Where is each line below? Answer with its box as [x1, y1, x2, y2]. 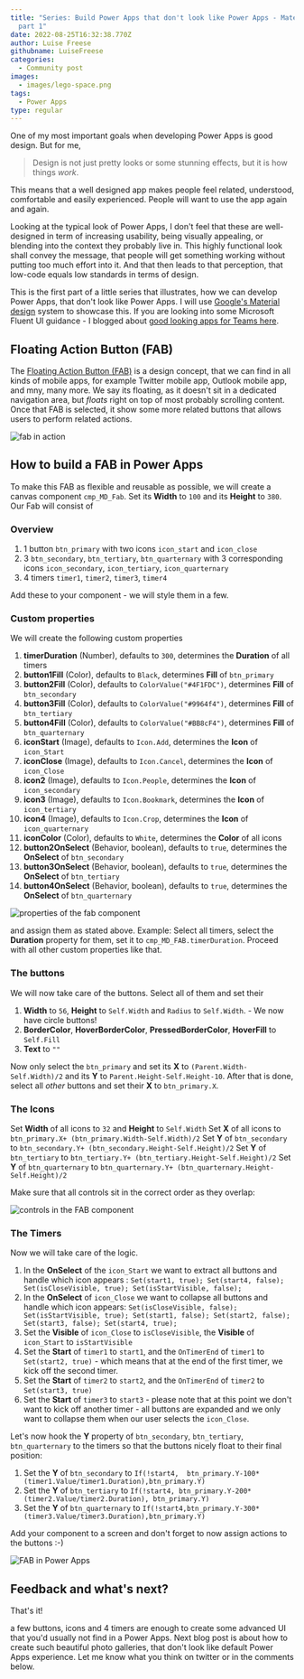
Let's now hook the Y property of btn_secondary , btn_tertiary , [10, 1431, 244, 1441]
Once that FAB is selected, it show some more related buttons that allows [10, 404, 282, 415]
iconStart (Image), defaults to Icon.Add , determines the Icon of [23, 737, 258, 748]
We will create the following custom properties [10, 633, 183, 644]
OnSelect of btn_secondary [23, 852, 124, 863]
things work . [32, 167, 79, 178]
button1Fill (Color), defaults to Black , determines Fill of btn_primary [23, 669, 274, 680]
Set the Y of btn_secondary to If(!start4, [23, 1468, 180, 1478]
